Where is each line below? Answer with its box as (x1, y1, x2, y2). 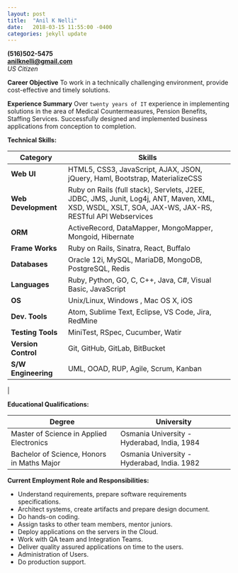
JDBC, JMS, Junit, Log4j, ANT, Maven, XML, (68, 194, 215, 204)
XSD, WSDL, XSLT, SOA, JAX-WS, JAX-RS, (68, 203, 212, 212)
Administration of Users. (17, 550, 89, 559)
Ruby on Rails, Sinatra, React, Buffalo (68, 244, 191, 254)
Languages (11, 280, 50, 290)
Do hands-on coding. (17, 513, 80, 521)
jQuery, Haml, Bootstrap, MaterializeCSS (68, 174, 203, 183)
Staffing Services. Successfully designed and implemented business (7, 115, 208, 123)
